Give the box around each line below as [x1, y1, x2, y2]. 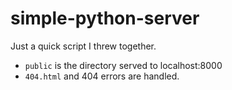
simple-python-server [10, 7, 200, 30]
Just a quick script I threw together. [10, 40, 157, 52]
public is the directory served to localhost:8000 [24, 59, 223, 71]
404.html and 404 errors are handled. [24, 70, 180, 82]
